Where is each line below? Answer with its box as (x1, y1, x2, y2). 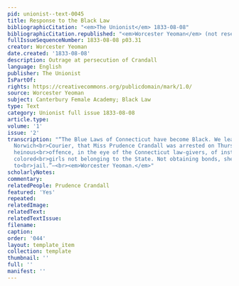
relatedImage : (7, 202, 50, 209)
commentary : (7, 175, 43, 182)
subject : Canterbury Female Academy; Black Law (7, 97, 152, 104)
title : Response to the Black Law (7, 17, 110, 24)
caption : (7, 228, 33, 235)
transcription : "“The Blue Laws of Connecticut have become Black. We (7, 136, 221, 143)
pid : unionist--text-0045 (7, 10, 84, 18)
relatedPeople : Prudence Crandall (7, 182, 110, 189)
